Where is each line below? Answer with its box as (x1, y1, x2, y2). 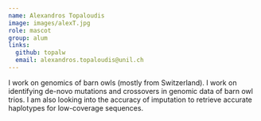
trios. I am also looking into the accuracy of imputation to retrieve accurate (8, 95, 253, 104)
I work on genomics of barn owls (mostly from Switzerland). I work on (8, 77, 237, 88)
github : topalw (15, 49, 66, 57)
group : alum (8, 33, 48, 42)
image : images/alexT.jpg (8, 19, 91, 27)
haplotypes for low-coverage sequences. (8, 103, 144, 112)
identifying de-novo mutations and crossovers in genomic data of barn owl (8, 86, 253, 96)
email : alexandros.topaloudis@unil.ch (15, 57, 145, 64)
